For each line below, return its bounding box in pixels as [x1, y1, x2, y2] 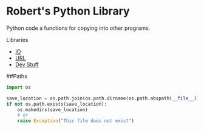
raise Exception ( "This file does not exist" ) [17, 118, 135, 124]
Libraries [6, 36, 29, 43]
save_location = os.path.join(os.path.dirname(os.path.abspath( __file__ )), [6, 95, 202, 101]
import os [6, 84, 32, 91]
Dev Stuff [15, 61, 39, 68]
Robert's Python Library [6, 4, 130, 18]
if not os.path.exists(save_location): [6, 101, 107, 107]
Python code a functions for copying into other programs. [6, 24, 151, 32]
